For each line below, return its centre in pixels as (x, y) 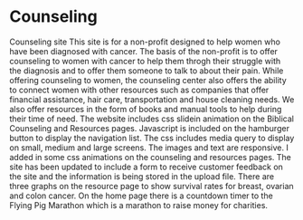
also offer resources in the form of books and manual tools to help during (146, 109)
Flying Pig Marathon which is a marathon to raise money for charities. (139, 205)
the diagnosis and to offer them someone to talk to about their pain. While (147, 71)
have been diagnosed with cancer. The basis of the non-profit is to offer (144, 51)
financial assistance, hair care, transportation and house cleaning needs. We (152, 99)
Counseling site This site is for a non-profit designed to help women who (145, 42)
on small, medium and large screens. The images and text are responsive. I (149, 148)
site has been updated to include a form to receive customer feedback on (146, 167)
